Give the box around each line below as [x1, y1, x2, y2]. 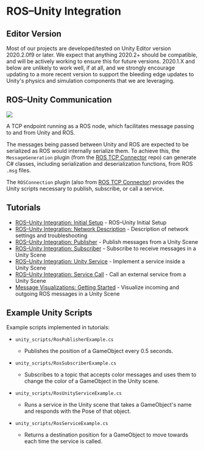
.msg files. [6, 166, 32, 174]
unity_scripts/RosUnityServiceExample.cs [15, 390, 122, 397]
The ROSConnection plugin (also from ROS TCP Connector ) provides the [6, 178, 185, 185]
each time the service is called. [24, 438, 102, 445]
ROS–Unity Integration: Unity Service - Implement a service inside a [15, 257, 185, 265]
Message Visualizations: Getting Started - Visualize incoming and [15, 284, 180, 291]
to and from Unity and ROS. [6, 129, 76, 136]
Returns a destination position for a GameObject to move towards [24, 431, 189, 438]
